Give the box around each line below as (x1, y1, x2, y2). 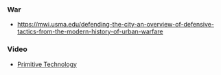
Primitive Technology (16, 60, 78, 68)
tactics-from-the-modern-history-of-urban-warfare (16, 27, 163, 35)
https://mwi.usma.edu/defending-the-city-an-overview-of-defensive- (16, 20, 215, 29)
